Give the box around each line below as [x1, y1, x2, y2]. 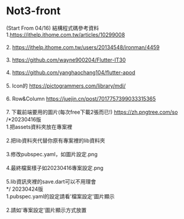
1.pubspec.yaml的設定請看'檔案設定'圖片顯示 [6, 192, 115, 199]
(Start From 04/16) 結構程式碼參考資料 [6, 24, 99, 31]
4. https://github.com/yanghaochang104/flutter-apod [6, 69, 135, 76]
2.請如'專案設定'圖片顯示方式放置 [6, 206, 87, 214]
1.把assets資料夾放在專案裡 [6, 123, 73, 130]
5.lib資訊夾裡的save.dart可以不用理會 [6, 178, 96, 185]
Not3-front [6, 4, 61, 18]
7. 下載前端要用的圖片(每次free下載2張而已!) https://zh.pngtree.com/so [6, 108, 178, 115]
